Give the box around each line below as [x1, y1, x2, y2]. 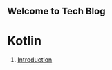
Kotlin [7, 33, 42, 49]
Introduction [17, 56, 53, 64]
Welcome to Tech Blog [7, 5, 106, 17]
